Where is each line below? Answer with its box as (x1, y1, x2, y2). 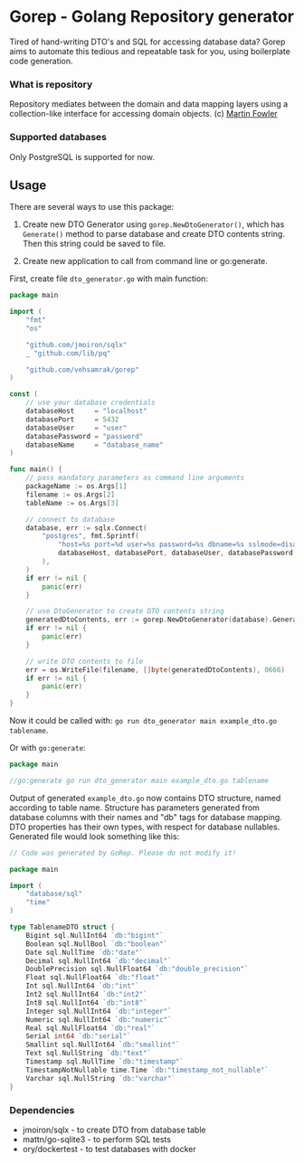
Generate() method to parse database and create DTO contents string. (22, 229, 285, 240)
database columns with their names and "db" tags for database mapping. (9, 811, 282, 822)
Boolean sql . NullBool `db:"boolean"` (25, 939, 168, 949)
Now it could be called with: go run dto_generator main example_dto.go (9, 715, 278, 726)
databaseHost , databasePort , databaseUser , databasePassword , (57, 549, 298, 558)
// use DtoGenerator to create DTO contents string (25, 607, 224, 616)
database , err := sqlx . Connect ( (25, 523, 147, 533)
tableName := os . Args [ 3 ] (25, 498, 119, 507)
